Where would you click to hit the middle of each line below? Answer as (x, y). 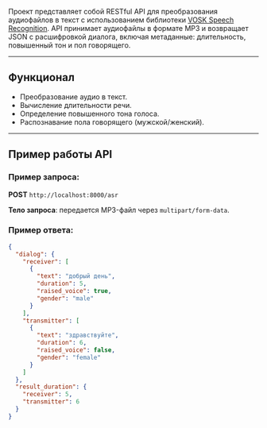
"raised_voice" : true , (74, 291)
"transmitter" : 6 (51, 402)
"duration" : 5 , (62, 284)
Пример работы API (60, 154)
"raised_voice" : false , (76, 350)
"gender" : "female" (69, 357)
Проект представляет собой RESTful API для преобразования (113, 12)
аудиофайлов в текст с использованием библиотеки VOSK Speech (121, 20)
